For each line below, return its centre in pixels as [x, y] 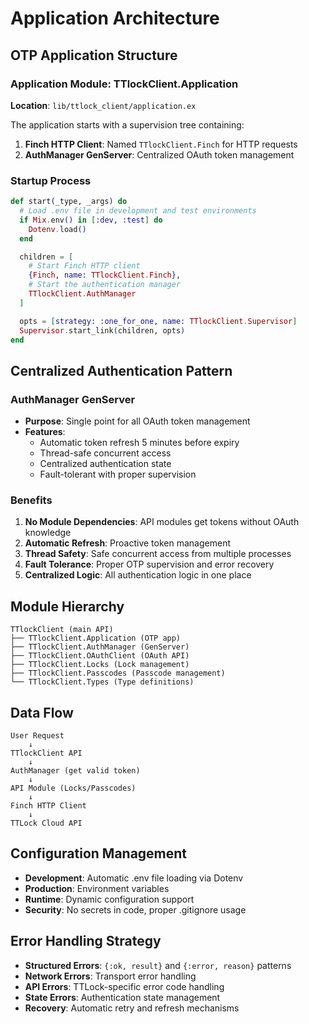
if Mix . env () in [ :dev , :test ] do [91, 220]
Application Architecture [115, 18]
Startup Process [51, 180]
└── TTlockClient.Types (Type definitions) [102, 682]
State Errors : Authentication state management [122, 997]
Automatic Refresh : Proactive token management [127, 543]
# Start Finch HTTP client [84, 266]
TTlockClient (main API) [62, 630]
